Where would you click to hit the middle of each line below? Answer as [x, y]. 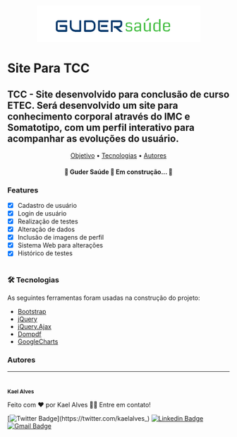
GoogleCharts [38, 342]
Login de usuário [42, 213]
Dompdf [29, 334]
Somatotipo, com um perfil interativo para [101, 128]
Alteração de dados [46, 229]
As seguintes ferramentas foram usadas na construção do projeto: [104, 298]
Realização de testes [48, 221]
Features [23, 190]
